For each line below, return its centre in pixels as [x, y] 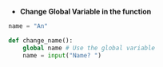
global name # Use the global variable [89, 48]
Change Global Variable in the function [85, 12]
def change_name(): [41, 40]
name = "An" [28, 26]
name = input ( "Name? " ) [62, 55]
